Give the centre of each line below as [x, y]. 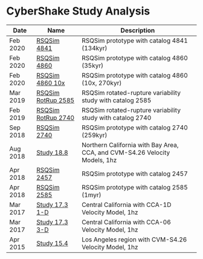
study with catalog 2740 [116, 117]
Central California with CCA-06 [126, 222]
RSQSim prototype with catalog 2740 [135, 127]
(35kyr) [92, 65]
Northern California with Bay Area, [130, 145]
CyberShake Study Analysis [78, 11]
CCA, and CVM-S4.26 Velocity [126, 152]
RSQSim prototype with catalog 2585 [135, 187]
